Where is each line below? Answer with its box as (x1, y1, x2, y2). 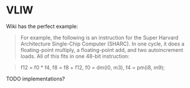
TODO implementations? (6, 75, 66, 82)
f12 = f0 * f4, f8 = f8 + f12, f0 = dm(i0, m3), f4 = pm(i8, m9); (20, 64, 165, 71)
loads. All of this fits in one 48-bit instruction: (20, 52, 130, 59)
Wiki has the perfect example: (6, 23, 79, 30)
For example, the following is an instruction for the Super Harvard (20, 34, 179, 41)
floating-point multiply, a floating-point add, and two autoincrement (20, 46, 184, 53)
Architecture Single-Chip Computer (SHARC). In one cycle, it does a (20, 40, 185, 47)
